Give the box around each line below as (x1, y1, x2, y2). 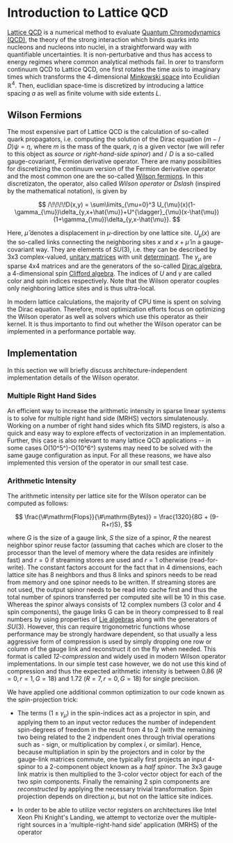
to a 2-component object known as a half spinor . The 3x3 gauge (37, 763, 223, 771)
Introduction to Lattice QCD (7, 5, 169, 21)
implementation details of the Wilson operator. (7, 373, 140, 382)
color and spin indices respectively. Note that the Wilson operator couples (7, 277, 220, 285)
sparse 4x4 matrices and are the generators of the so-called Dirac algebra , (7, 262, 223, 270)
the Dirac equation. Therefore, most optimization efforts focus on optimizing (7, 305, 225, 313)
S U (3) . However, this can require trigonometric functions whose (7, 622, 191, 631)
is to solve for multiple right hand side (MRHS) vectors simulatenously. (7, 414, 209, 423)
